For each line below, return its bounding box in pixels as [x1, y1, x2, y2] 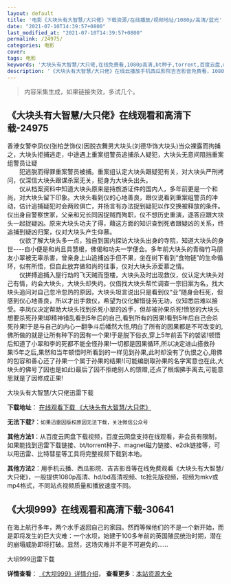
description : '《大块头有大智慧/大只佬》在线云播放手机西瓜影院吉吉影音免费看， [7, 67, 212, 74]
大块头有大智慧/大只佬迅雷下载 [7, 389, 94, 397]
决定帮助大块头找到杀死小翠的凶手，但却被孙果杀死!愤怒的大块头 [36, 305, 220, 314]
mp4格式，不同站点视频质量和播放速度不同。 [7, 482, 135, 490]
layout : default [7, 10, 54, 17]
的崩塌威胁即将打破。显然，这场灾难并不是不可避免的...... [7, 541, 168, 549]
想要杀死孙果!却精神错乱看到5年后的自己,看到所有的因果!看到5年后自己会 [7, 314, 212, 322]
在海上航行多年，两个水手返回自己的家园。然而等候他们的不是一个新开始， [7, 523, 218, 532]
